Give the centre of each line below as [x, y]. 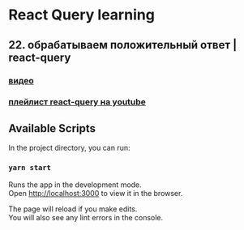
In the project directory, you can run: [69, 148]
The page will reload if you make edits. [73, 209]
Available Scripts [52, 128]
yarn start [30, 168]
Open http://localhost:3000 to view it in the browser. [96, 193]
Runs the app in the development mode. [75, 185]
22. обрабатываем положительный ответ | [123, 45]
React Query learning [82, 15]
